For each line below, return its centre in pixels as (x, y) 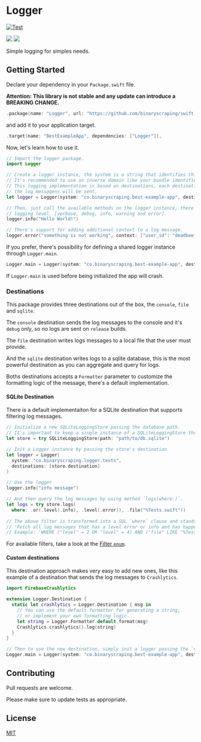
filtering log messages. (34, 416)
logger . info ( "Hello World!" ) (42, 219)
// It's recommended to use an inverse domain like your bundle (88, 181)
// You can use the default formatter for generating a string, (99, 611)
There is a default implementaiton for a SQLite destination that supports (94, 410)
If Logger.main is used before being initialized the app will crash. (85, 276)
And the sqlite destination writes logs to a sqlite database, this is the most (98, 358)
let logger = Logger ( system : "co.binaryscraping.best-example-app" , (93, 197)
